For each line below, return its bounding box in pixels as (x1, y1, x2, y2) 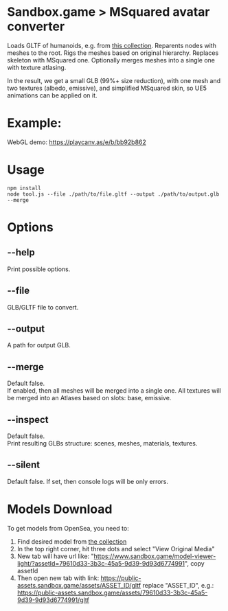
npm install (7, 185, 41, 192)
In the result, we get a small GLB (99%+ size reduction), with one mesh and (7, 76, 221, 84)
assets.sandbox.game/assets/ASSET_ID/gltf (16, 581, 141, 589)
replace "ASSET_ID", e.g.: (142, 581, 214, 589)
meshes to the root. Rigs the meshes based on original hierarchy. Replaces (7, 49, 219, 57)
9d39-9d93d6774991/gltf (16, 595, 89, 604)
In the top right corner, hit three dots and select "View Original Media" (16, 544, 215, 553)
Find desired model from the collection (16, 537, 127, 546)
